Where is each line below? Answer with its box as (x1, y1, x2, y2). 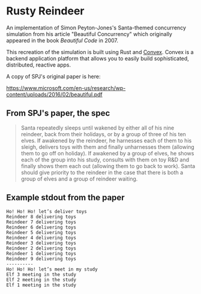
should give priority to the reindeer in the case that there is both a (20, 169, 184, 176)
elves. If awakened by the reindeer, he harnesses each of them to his (20, 137, 192, 144)
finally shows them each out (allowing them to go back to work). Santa (20, 162, 196, 169)
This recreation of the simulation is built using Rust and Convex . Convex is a (6, 48, 194, 55)
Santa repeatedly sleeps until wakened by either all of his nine (20, 124, 175, 131)
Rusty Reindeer (6, 4, 85, 18)
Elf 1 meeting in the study (6, 282, 77, 288)
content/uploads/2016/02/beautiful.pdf (6, 91, 103, 98)
